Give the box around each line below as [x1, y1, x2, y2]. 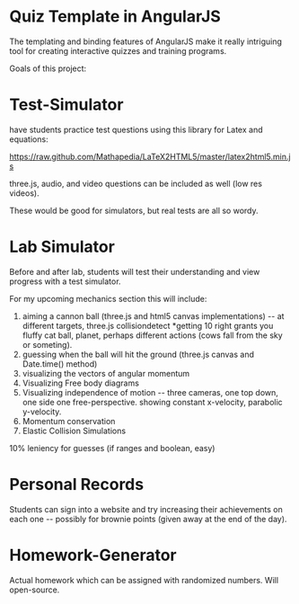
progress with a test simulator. [9, 276, 121, 287]
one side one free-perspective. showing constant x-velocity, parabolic [22, 396, 283, 407]
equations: [9, 133, 48, 145]
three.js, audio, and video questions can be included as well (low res [9, 178, 263, 189]
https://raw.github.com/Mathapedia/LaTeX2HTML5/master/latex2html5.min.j [9, 151, 291, 162]
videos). [9, 187, 40, 199]
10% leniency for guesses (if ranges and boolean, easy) [9, 442, 215, 453]
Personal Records [9, 475, 145, 494]
